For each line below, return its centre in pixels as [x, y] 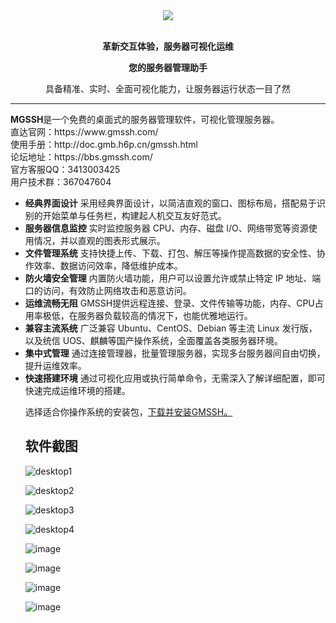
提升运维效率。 [55, 365]
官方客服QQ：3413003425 [65, 169]
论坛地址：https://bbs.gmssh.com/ [81, 157]
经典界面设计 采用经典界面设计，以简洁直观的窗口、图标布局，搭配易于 [170, 203]
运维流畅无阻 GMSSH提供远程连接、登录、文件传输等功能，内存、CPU [169, 303]
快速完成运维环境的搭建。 [77, 390]
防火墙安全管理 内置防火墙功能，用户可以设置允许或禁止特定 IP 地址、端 [173, 278]
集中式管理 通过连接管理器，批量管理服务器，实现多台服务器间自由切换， [175, 353]
